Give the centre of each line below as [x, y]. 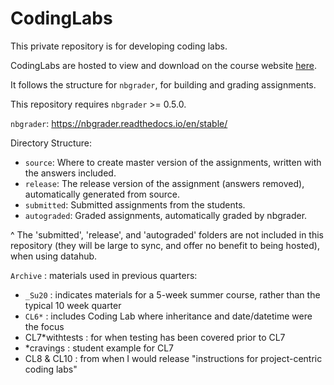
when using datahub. [54, 256]
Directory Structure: [51, 143]
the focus [44, 326]
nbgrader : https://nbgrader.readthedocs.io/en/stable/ [119, 123]
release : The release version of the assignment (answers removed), [164, 183]
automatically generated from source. [102, 194]
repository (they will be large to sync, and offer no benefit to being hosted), [165, 245]
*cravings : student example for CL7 [99, 348]
